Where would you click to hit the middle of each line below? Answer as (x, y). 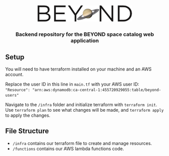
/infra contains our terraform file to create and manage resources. (82, 143)
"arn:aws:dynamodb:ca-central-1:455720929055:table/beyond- (97, 90)
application (85, 41)
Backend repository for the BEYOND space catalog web (85, 34)
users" (12, 95)
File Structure (27, 131)
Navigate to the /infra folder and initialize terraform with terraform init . (81, 104)
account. (14, 74)
